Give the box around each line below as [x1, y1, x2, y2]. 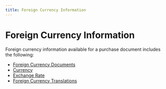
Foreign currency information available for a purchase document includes [5, 46, 161, 52]
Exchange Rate [12, 72, 45, 78]
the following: [5, 51, 34, 57]
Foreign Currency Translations [12, 77, 77, 84]
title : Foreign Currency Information [5, 7, 86, 13]
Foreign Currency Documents [12, 62, 76, 68]
